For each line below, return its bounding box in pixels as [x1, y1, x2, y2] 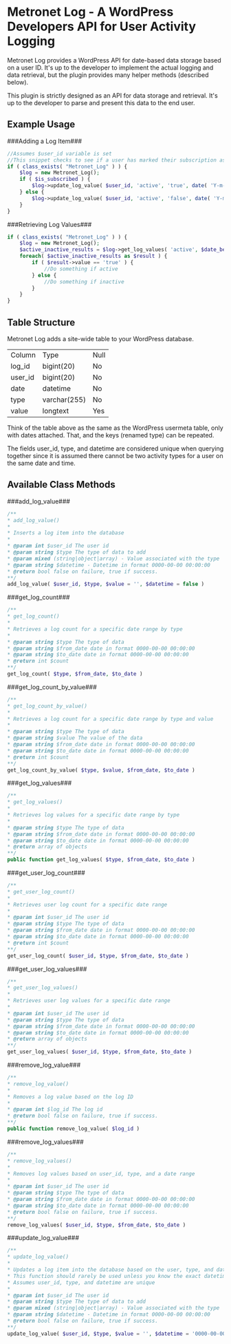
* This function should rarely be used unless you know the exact [7, 1272, 201, 1279]
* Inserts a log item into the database [7, 530, 125, 536]
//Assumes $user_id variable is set [7, 150, 112, 157]
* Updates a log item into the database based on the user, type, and [7, 1266, 214, 1273]
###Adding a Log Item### [7, 137, 82, 145]
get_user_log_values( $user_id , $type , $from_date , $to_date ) [7, 1048, 192, 1056]
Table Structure [7, 316, 76, 328]
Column [10, 350, 36, 360]
